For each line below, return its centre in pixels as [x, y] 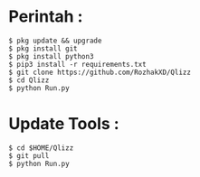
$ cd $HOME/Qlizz [41, 148]
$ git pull [29, 155]
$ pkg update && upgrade [55, 41]
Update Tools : [64, 124]
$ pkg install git [43, 48]
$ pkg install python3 [51, 56]
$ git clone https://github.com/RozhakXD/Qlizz [100, 72]
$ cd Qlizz [29, 80]
